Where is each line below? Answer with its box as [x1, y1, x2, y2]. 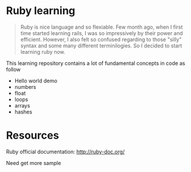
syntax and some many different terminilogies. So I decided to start [20, 42, 182, 49]
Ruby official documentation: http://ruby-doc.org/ [6, 148, 125, 155]
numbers [14, 83, 37, 90]
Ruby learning [6, 4, 75, 18]
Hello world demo [14, 77, 57, 84]
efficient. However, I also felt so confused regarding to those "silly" [20, 36, 182, 43]
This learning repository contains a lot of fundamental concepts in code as [6, 60, 186, 67]
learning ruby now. [20, 48, 65, 55]
